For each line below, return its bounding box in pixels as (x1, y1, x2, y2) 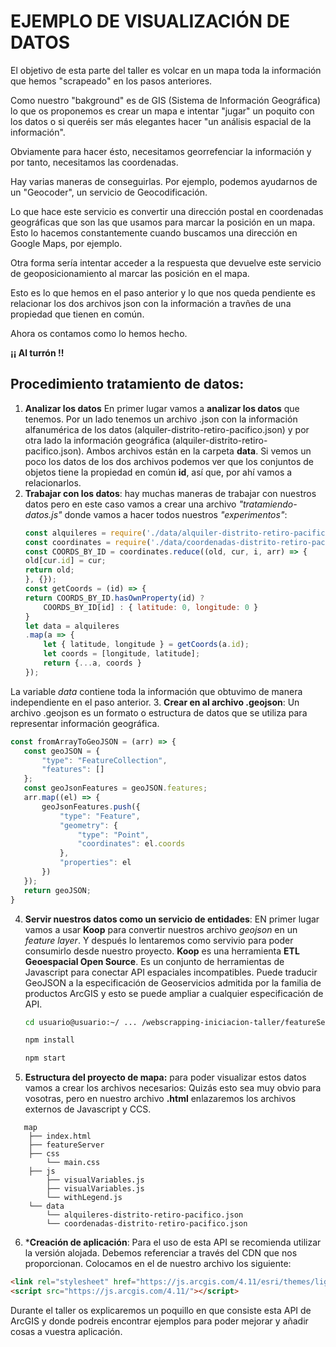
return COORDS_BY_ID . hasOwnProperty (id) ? (24, 593, 205, 603)
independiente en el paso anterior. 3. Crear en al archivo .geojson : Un (10, 696, 300, 708)
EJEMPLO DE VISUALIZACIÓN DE (10, 10, 291, 33)
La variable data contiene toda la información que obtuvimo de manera (10, 685, 303, 697)
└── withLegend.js (46, 1193, 123, 1203)
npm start (24, 1053, 67, 1064)
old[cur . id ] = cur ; (24, 556, 107, 566)
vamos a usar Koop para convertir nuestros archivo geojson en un (24, 923, 298, 935)
